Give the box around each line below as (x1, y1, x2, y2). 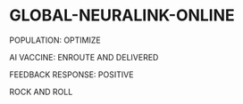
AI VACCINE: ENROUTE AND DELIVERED (9, 52, 159, 62)
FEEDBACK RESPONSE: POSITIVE (9, 68, 134, 80)
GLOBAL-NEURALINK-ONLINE (9, 5, 235, 26)
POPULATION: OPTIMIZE (9, 35, 101, 45)
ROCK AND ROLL (9, 86, 73, 97)
